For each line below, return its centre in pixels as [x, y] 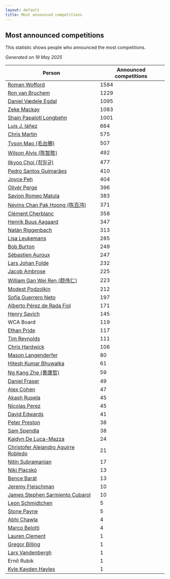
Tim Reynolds [24, 339]
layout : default [22, 10]
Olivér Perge [23, 187]
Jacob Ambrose [27, 271]
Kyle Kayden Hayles [32, 569]
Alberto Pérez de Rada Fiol [39, 306]
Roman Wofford [26, 85]
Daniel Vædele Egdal [32, 101]
